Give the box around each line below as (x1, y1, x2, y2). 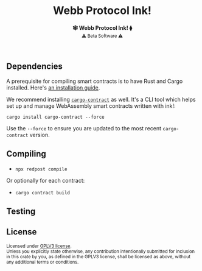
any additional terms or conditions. (6, 259, 79, 265)
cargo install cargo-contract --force (6, 114, 105, 120)
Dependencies (6, 62, 63, 72)
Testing (6, 206, 36, 216)
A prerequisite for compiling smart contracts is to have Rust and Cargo (6, 77, 183, 85)
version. (29, 131, 50, 138)
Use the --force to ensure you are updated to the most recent (6, 124, 162, 132)
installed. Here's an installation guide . (6, 83, 100, 91)
